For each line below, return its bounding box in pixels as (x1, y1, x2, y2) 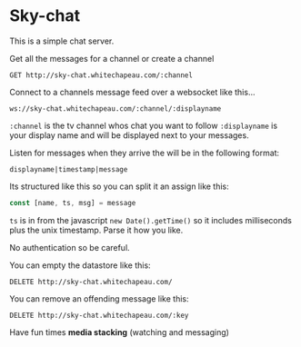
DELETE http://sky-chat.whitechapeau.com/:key (9, 311, 189, 320)
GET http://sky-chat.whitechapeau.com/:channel (9, 70, 194, 80)
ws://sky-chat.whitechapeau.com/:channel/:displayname (9, 104, 222, 114)
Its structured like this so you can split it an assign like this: (9, 181, 229, 192)
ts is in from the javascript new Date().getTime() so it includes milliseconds (9, 214, 293, 225)
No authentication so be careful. (9, 242, 130, 253)
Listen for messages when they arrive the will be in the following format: (9, 147, 280, 158)
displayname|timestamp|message (9, 164, 128, 173)
